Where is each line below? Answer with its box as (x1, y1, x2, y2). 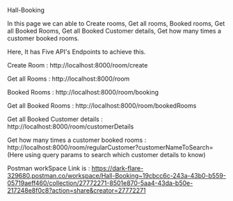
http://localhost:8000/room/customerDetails (7, 122, 134, 131)
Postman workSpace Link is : (7, 164, 90, 172)
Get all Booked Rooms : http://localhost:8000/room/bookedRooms (7, 102, 197, 110)
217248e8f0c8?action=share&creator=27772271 (7, 186, 146, 194)
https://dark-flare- (91, 164, 144, 172)
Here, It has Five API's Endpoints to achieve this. (7, 48, 146, 56)
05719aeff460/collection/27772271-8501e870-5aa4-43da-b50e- (7, 179, 193, 187)
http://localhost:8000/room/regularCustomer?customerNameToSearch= (7, 143, 214, 152)
